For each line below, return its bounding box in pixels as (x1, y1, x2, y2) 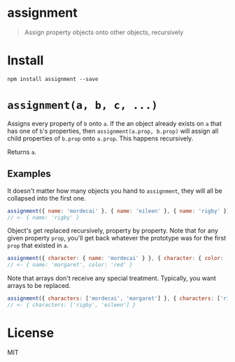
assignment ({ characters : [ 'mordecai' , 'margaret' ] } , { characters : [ (7, 295, 220, 302)
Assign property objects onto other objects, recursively (24, 28, 184, 36)
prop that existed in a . (7, 241, 69, 249)
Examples (7, 168, 51, 180)
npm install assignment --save (7, 75, 99, 82)
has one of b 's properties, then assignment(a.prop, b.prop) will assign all (7, 126, 219, 135)
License (7, 325, 55, 341)
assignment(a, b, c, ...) (7, 99, 158, 113)
